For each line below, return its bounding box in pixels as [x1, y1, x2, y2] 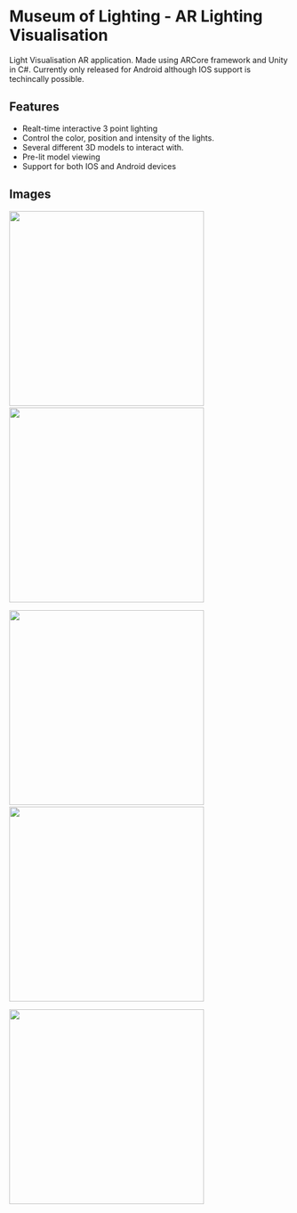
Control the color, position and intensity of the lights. [21, 132, 215, 143]
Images [9, 187, 52, 202]
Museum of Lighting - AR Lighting [9, 6, 263, 27]
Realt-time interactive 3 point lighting [21, 123, 158, 134]
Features [9, 100, 60, 115]
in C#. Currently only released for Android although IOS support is [9, 64, 252, 75]
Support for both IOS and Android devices [21, 160, 176, 171]
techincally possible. [9, 73, 84, 84]
